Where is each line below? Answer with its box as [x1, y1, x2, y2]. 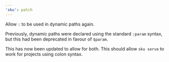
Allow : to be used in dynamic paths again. [5, 21, 95, 27]
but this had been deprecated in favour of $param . [5, 36, 108, 42]
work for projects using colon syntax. [5, 51, 83, 57]
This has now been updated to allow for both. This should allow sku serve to [5, 45, 164, 51]
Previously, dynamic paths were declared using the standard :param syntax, [5, 30, 163, 36]
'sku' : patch [5, 7, 33, 12]
